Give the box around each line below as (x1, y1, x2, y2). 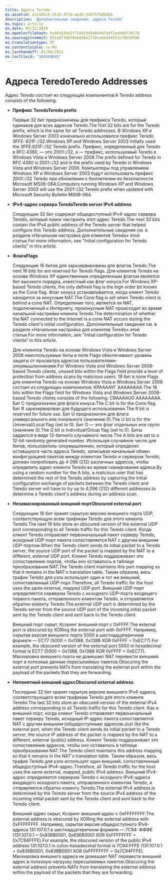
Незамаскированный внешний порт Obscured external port (12, 500, 141, 507)
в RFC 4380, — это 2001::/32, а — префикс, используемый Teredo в (12, 149, 156, 155)
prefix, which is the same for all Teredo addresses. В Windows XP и (12, 128, 152, 134)
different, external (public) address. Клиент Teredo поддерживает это (12, 737, 158, 743)
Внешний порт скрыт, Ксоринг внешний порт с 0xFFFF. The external (12, 621, 156, 627)
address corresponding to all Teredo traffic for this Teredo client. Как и (12, 705, 159, 711)
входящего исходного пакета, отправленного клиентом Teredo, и (12, 780, 152, 786)
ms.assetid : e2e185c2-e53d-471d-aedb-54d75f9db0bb (5, 12, 113, 17)
